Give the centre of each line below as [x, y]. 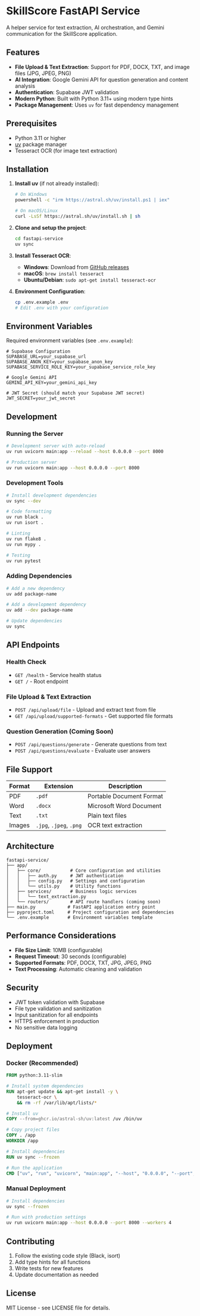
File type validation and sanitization [58, 1008]
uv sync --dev [24, 501]
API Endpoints [33, 645]
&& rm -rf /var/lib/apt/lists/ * [57, 1103]
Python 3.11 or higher [40, 138]
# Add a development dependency [46, 605]
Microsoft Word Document [124, 806]
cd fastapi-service [39, 238]
